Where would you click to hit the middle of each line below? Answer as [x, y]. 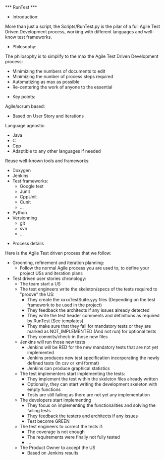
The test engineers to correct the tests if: [61, 426]
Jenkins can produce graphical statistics [68, 368]
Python [20, 213]
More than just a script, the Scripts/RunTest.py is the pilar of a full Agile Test [82, 26]
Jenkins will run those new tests [53, 342]
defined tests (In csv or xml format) [63, 363]
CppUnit [28, 197]
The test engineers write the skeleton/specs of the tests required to [88, 289]
